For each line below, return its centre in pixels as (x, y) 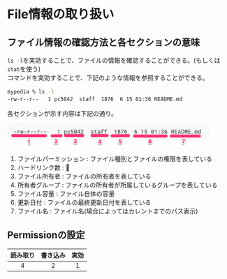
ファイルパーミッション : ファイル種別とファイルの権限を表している (115, 158)
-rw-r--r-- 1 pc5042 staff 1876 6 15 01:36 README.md (95, 99)
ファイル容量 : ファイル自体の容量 (66, 193)
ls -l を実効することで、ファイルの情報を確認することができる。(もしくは (114, 60)
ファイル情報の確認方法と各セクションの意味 (104, 42)
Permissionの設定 (46, 235)
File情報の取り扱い (61, 14)
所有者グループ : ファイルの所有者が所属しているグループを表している (117, 185)
